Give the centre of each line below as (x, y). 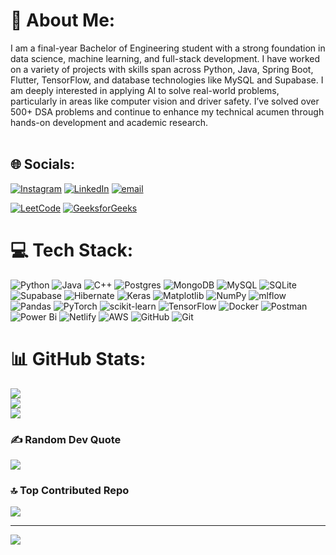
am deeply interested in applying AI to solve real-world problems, (145, 90)
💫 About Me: (63, 20)
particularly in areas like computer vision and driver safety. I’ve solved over (165, 101)
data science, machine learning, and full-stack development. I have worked (165, 58)
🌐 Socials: (43, 164)
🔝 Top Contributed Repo (70, 490)
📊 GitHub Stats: (78, 358)
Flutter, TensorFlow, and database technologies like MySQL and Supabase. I (167, 80)
